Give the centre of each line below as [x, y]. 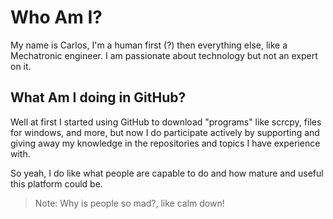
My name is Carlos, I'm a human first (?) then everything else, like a [149, 45]
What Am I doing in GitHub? [98, 97]
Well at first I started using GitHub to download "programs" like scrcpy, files [166, 122]
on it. [21, 66]
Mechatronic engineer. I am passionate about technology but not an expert [164, 55]
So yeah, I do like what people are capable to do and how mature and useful [167, 173]
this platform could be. [56, 183]
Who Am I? [56, 17]
